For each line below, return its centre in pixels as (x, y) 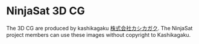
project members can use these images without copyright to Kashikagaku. (99, 34)
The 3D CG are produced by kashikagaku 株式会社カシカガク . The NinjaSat (99, 28)
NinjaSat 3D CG (46, 11)
